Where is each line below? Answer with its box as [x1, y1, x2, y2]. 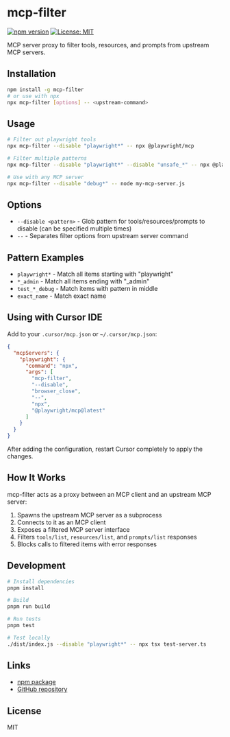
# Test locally [7, 634, 51, 641]
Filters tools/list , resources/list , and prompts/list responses [16, 533, 197, 541]
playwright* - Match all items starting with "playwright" [16, 270, 174, 279]
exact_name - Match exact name [16, 292, 107, 300]
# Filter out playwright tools [7, 136, 97, 143]
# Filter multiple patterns [7, 154, 88, 162]
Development [7, 560, 66, 572]
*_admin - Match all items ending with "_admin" [16, 277, 150, 285]
